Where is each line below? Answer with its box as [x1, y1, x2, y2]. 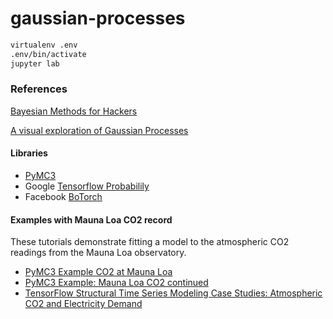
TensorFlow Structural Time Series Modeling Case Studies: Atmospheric [24, 287, 323, 299]
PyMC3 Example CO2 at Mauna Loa [24, 266, 173, 278]
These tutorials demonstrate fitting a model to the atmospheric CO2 [10, 236, 290, 248]
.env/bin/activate [10, 49, 87, 59]
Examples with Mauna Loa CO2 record [10, 213, 173, 226]
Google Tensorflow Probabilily [24, 180, 150, 192]
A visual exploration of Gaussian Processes [10, 124, 189, 136]
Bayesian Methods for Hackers [10, 105, 138, 117]
